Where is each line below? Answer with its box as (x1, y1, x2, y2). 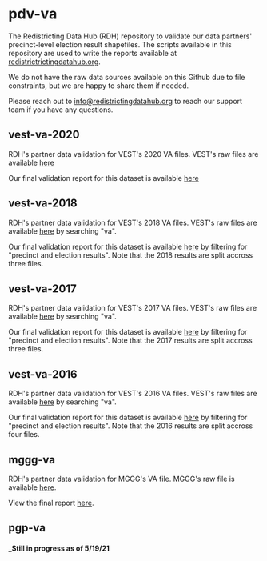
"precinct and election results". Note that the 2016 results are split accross (8, 421, 253, 431)
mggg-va (8, 453, 56, 467)
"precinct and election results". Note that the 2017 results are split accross (8, 335, 253, 345)
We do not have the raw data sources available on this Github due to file (8, 72, 245, 82)
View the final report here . (8, 498, 94, 507)
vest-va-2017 (8, 282, 78, 295)
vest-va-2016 (8, 367, 78, 381)
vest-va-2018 (8, 197, 78, 210)
